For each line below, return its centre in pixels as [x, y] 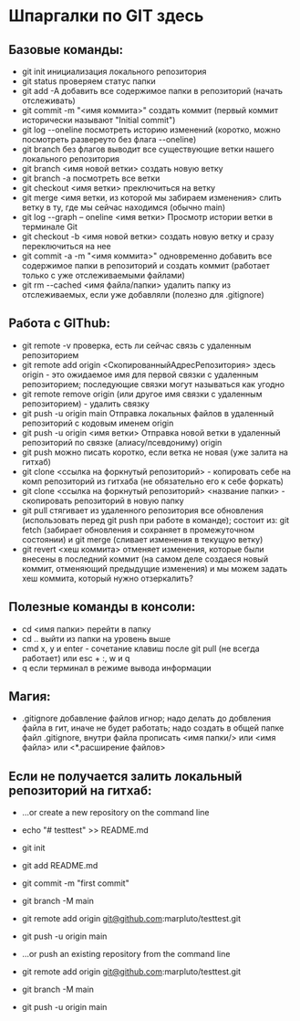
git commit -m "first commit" [75, 883]
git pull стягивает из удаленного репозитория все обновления [142, 510]
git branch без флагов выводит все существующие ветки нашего [148, 149]
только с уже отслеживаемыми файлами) [103, 275]
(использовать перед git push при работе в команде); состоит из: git [155, 520]
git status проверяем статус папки [88, 81]
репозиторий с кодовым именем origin [98, 423]
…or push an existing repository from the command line [126, 954]
